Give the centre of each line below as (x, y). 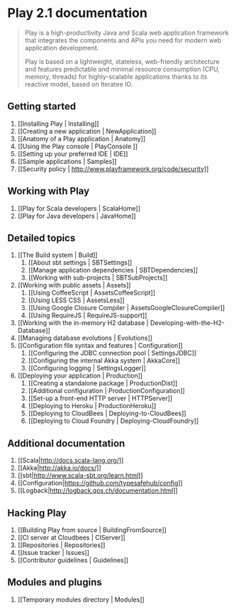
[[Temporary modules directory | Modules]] (81, 599)
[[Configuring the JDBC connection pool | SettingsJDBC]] (112, 353)
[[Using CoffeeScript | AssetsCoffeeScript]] (92, 293)
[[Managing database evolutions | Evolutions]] (85, 338)
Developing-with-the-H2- (187, 323)
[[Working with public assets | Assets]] (74, 285)
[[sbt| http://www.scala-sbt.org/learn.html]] (80, 475)
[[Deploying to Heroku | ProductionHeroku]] (92, 406)
